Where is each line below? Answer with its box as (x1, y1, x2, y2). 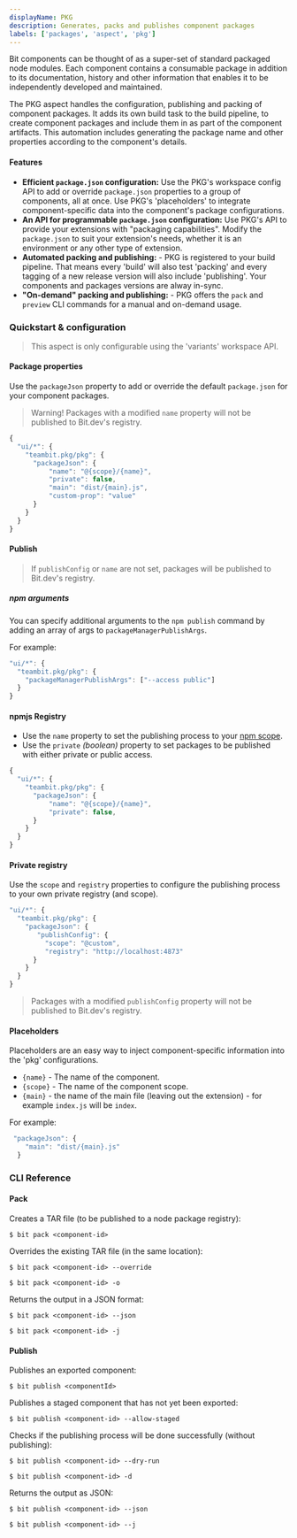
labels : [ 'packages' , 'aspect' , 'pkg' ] (9, 29, 156, 38)
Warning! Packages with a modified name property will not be (30, 408, 252, 419)
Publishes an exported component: (9, 1365, 137, 1376)
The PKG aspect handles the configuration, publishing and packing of (9, 99, 263, 110)
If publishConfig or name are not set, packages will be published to (30, 563, 271, 573)
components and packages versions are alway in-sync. (21, 280, 224, 290)
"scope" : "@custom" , (44, 939, 121, 948)
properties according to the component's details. (9, 136, 187, 147)
